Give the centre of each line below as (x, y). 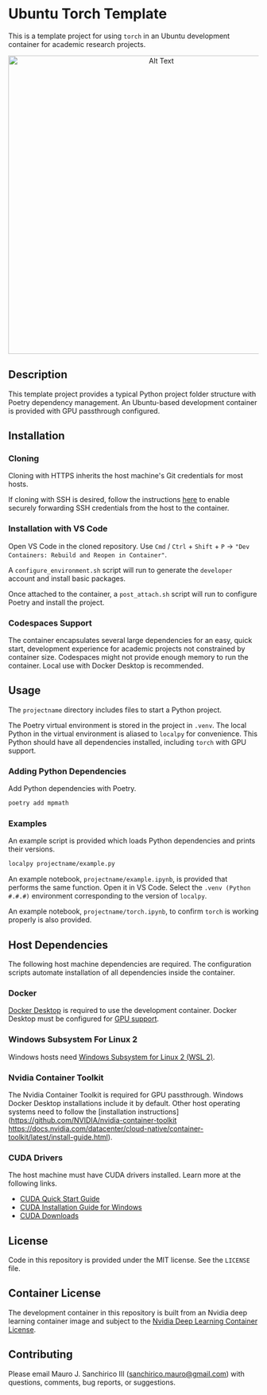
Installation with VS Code (58, 528)
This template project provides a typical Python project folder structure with (132, 394)
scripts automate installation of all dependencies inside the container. (122, 972)
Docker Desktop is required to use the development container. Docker (122, 1011)
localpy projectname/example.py (62, 864)
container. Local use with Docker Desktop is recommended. (106, 666)
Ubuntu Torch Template (88, 14)
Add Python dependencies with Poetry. (72, 789)
